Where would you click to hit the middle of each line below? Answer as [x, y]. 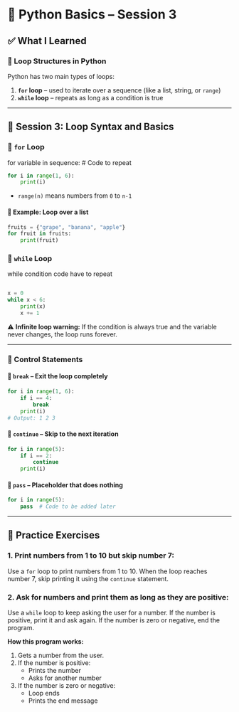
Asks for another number [65, 678]
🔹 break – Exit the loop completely [58, 376]
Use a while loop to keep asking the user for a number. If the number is [111, 613]
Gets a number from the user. [61, 655]
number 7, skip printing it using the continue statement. [88, 578]
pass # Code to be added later [68, 507]
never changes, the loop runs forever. [62, 334]
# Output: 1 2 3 [31, 418]
